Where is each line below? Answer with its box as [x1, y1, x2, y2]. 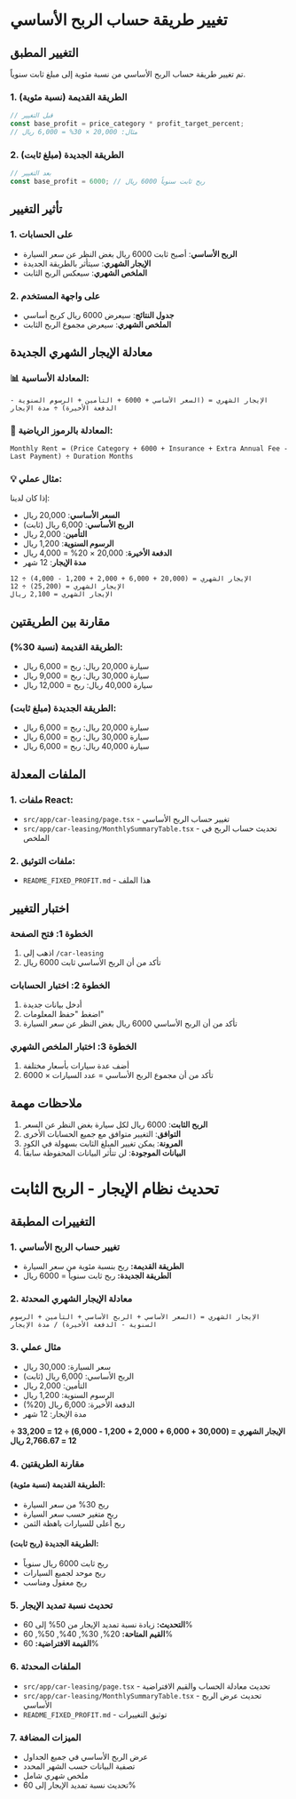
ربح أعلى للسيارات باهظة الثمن [22, 1517, 126, 1529]
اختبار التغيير [10, 900, 69, 915]
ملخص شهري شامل [22, 1770, 89, 1780]
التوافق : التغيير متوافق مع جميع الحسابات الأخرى [22, 1129, 181, 1139]
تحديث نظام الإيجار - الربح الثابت [10, 1179, 220, 1199]
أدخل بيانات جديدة [22, 999, 82, 1010]
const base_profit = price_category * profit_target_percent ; [10, 119, 245, 129]
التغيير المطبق [10, 45, 79, 60]
